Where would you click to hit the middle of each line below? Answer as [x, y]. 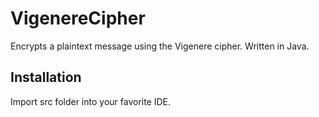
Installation [46, 77]
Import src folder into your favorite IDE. [91, 101]
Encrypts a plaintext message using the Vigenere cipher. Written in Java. [160, 46]
